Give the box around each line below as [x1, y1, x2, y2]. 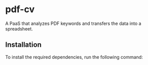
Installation [5, 41, 42, 49]
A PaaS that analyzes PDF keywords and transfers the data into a [5, 20, 141, 26]
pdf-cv [5, 4, 35, 15]
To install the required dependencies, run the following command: [5, 54, 143, 60]
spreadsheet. [5, 25, 33, 31]
